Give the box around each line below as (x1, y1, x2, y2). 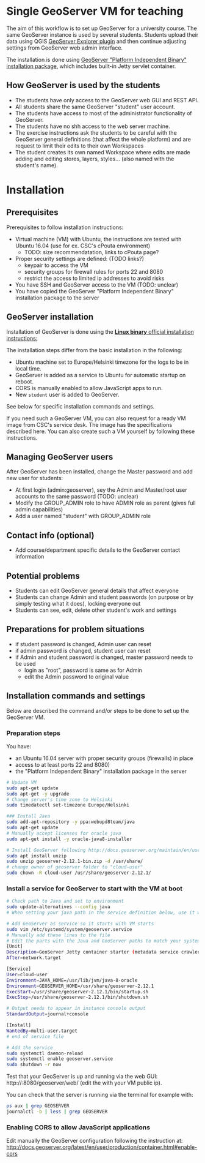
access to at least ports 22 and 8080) (15, 761, 110, 768)
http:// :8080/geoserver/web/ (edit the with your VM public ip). (6, 1079, 162, 1086)
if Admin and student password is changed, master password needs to (15, 653, 193, 661)
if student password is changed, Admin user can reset (15, 640, 151, 647)
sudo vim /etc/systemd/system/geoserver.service (6, 926, 132, 932)
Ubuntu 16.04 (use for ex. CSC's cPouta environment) (15, 242, 151, 249)
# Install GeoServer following (6, 847, 86, 853)
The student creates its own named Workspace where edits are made (15, 148, 190, 156)
